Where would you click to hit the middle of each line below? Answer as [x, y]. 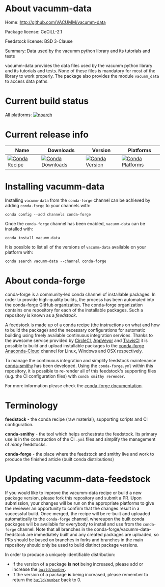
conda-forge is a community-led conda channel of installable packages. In [80, 294]
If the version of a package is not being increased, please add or [78, 564]
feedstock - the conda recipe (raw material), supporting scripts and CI [77, 419]
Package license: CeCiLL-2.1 [34, 31]
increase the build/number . [39, 569]
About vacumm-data [48, 9]
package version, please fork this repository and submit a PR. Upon [73, 498]
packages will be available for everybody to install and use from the [73, 524]
